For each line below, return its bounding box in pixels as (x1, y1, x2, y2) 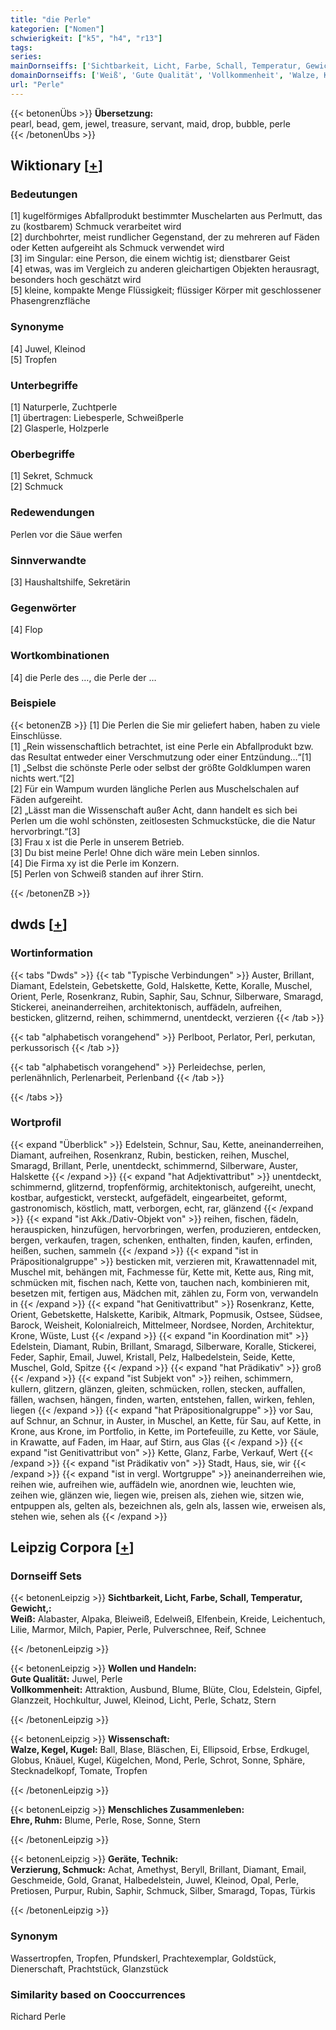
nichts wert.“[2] (10, 772, 75, 784)
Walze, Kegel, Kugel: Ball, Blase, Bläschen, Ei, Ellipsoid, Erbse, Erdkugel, (10, 1744, 310, 1756)
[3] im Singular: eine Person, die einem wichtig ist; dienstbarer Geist (10, 252, 291, 265)
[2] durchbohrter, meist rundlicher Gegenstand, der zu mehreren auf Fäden (10, 231, 320, 243)
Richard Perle (10, 2011, 67, 2023)
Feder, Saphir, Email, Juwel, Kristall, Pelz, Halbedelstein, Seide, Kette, (10, 1351, 296, 1363)
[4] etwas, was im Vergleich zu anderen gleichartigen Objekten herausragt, (10, 263, 320, 275)
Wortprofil (10, 1116, 62, 1130)
